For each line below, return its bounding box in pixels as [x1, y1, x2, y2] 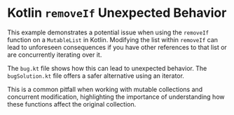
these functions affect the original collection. [7, 100, 137, 108]
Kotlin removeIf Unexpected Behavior [7, 5, 227, 21]
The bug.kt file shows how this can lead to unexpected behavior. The [7, 64, 207, 72]
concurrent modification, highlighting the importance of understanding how [7, 93, 225, 101]
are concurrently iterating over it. [7, 50, 102, 59]
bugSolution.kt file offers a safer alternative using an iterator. [7, 72, 184, 80]
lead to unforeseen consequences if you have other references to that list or [7, 43, 228, 51]
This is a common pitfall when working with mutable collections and [7, 85, 203, 93]
